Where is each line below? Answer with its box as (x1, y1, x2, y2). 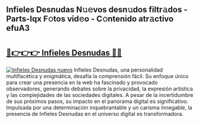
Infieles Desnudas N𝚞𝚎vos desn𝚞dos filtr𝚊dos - (6, 5, 188, 15)
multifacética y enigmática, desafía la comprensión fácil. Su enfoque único (6, 73, 189, 79)
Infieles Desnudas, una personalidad (73, 66, 163, 73)
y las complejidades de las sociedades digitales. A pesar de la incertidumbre (6, 92, 194, 98)
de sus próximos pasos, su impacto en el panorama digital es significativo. (6, 98, 188, 105)
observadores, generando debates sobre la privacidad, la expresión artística (6, 85, 193, 92)
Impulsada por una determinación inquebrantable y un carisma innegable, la (6, 104, 192, 111)
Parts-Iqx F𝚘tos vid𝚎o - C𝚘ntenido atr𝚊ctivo (6, 14, 174, 24)
